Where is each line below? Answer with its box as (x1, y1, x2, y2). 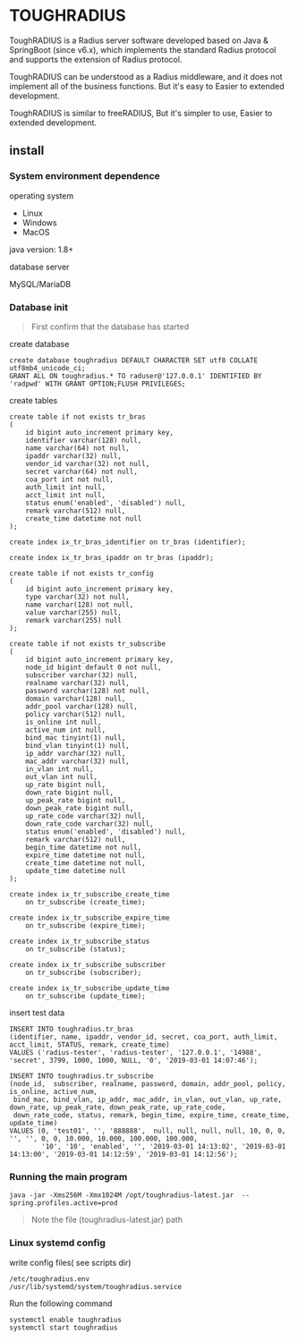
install (9, 143, 45, 158)
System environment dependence (9, 170, 161, 182)
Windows (21, 216, 57, 228)
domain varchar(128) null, (25, 694, 126, 703)
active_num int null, (25, 726, 106, 734)
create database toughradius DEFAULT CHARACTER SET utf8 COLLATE (9, 355, 258, 365)
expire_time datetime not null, (25, 851, 146, 860)
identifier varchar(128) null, (25, 436, 142, 445)
